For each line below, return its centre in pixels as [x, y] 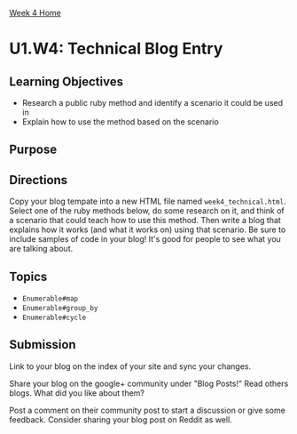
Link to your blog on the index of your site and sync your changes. [130, 366]
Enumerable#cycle [54, 318]
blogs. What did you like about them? [77, 393]
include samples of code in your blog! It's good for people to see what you [145, 239]
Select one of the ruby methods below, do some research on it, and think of [147, 211]
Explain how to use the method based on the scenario [120, 122]
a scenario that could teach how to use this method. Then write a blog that [145, 221]
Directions [39, 180]
